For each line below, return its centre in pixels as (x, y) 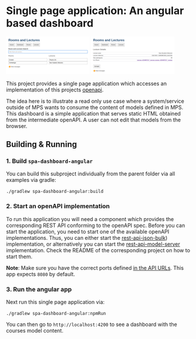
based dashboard (50, 23)
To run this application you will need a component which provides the (90, 219)
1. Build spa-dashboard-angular (49, 161)
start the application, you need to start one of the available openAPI (88, 231)
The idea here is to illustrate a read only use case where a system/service (95, 101)
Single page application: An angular (95, 11)
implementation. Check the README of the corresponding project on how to (98, 250)
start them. (19, 256)
